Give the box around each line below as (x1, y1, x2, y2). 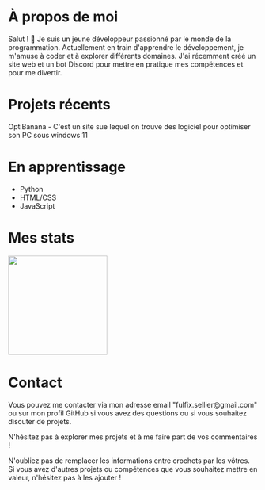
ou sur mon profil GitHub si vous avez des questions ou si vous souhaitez (8, 408, 248, 418)
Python (19, 184, 44, 193)
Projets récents (8, 96, 111, 114)
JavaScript (19, 201, 55, 210)
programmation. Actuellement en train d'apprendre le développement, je (8, 42, 244, 52)
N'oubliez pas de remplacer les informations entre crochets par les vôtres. (8, 456, 251, 465)
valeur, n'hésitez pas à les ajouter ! (8, 473, 121, 482)
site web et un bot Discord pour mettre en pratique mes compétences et (8, 59, 244, 69)
